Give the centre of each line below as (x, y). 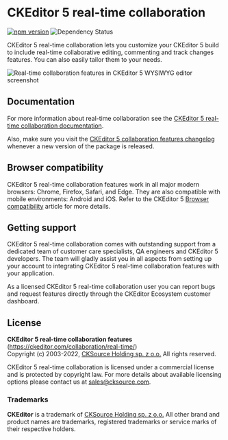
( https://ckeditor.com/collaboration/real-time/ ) (72, 347)
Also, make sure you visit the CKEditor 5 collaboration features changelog (111, 139)
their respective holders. (42, 429)
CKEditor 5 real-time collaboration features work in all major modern (103, 184)
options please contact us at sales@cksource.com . (79, 382)
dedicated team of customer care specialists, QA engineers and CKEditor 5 (113, 251)
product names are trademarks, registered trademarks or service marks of (112, 422)
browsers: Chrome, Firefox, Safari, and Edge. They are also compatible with (114, 192)
